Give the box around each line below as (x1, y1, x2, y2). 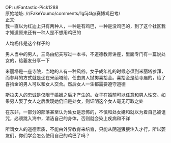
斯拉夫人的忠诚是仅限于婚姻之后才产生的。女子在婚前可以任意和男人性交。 (5, 92, 161, 98)
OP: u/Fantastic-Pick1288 (5, 5, 59, 10)
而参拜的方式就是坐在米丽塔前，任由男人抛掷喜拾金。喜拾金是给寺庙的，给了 (5, 75, 166, 80)
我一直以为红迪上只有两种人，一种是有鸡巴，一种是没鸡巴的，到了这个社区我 (5, 23, 166, 29)
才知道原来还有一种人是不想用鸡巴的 (5, 30, 81, 35)
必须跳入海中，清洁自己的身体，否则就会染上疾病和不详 (14, 116, 130, 121)
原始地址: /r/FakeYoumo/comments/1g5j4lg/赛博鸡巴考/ (5, 10, 121, 16)
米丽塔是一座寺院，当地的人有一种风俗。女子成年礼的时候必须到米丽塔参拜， (5, 68, 166, 74)
